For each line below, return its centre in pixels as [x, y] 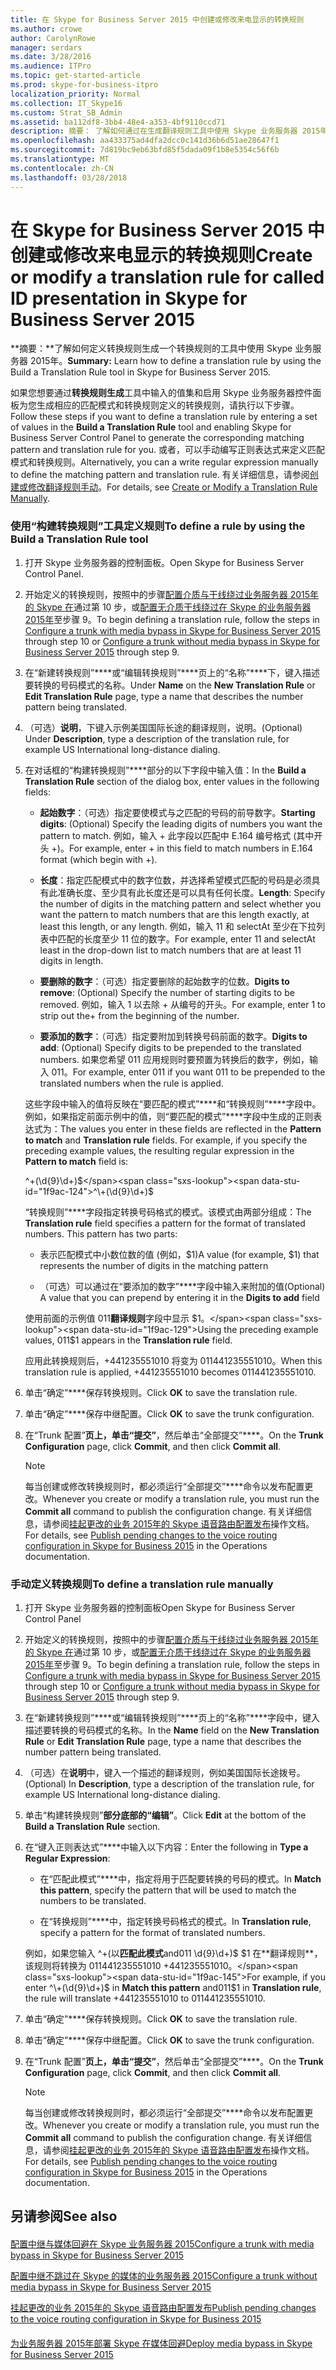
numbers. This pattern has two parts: [101, 1233]
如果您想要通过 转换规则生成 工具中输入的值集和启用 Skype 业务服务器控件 [161, 393]
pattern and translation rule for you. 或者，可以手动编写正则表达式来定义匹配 [167, 450]
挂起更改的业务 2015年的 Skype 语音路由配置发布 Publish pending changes [163, 2308]
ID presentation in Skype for [129, 298]
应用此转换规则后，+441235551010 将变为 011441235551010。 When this [173, 1360]
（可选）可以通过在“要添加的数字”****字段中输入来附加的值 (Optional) [182, 1286]
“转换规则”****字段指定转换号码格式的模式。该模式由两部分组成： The [168, 1212]
